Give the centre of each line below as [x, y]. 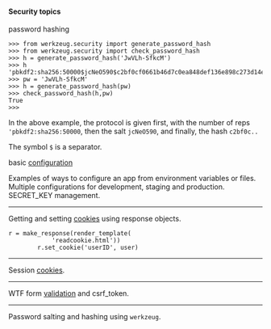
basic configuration [41, 162]
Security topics [35, 11]
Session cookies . [37, 270]
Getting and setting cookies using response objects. [95, 219]
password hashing [39, 29]
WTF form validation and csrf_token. [69, 293]
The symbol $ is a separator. [55, 147]
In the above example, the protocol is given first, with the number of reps [129, 123]
